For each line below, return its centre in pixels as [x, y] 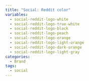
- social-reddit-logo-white [39, 19]
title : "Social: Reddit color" [38, 10]
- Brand [18, 61]
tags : [11, 66]
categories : [18, 57]
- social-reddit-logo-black [39, 29]
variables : [17, 15]
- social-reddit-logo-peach [39, 33]
